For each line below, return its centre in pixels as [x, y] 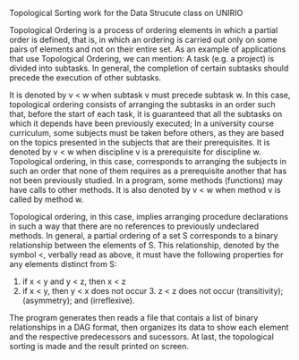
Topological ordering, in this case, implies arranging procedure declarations [149, 217]
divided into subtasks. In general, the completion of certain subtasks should [149, 68]
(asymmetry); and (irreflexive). [78, 300]
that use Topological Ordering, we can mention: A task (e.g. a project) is [142, 59]
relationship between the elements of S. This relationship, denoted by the [144, 245]
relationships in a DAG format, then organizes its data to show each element [149, 327]
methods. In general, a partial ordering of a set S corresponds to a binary [144, 235]
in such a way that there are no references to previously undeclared [134, 226]
